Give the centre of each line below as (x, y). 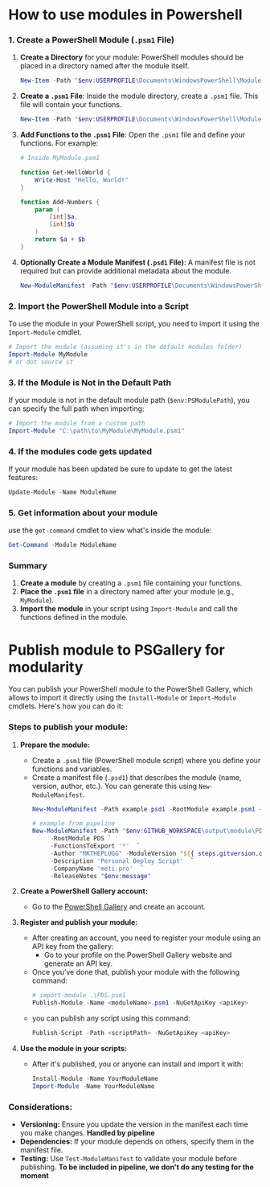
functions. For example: (59, 143)
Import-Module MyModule (48, 354)
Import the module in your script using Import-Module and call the (129, 609)
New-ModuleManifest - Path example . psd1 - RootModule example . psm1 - (147, 809)
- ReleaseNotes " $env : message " (100, 876)
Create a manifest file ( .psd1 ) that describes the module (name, (137, 777)
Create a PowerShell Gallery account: (84, 891)
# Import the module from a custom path (77, 423)
